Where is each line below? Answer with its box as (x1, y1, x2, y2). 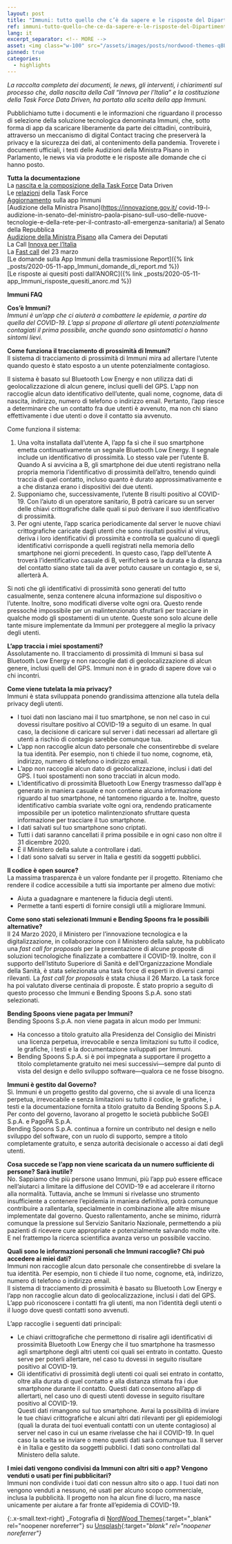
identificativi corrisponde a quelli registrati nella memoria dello (17, 541, 195, 549)
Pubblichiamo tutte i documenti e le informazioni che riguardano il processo (7, 109, 222, 117)
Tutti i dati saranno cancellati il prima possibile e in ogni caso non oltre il (17, 831, 222, 839)
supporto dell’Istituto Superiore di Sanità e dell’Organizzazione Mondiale (7, 959, 213, 967)
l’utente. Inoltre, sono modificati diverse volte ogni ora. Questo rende (7, 598, 202, 607)
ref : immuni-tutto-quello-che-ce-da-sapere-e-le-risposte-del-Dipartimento (7, 23, 230, 30)
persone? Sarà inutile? (7, 1167, 73, 1175)
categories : (7, 55, 41, 62)
